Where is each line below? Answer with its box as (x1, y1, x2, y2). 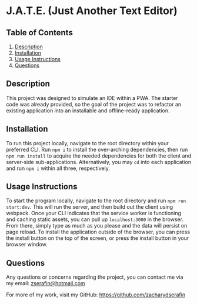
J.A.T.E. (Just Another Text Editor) (6, 4, 178, 18)
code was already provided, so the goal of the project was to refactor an (6, 101, 182, 108)
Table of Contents (6, 28, 74, 38)
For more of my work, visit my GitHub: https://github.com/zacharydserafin (6, 291, 186, 298)
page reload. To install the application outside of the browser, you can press (6, 228, 190, 236)
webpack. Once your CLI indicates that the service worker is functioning (6, 210, 181, 217)
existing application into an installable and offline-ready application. (6, 107, 170, 114)
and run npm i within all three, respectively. (6, 165, 111, 172)
